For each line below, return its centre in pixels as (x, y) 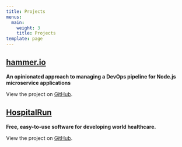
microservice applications (38, 83)
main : (18, 22)
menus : (14, 17)
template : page (24, 39)
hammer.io (26, 62)
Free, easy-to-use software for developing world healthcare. (81, 127)
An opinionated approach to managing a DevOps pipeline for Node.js (91, 76)
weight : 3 (29, 28)
